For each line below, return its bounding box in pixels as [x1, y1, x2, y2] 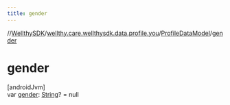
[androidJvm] [7, 83, 46, 91]
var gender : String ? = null [7, 90, 79, 98]
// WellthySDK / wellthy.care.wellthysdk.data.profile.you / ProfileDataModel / [7, 29, 213, 37]
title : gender [7, 10, 48, 17]
